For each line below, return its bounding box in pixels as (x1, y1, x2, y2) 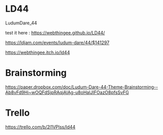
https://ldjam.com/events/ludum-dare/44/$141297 (5, 39, 110, 46)
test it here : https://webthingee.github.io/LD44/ (5, 29, 105, 36)
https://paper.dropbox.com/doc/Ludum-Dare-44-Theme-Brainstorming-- (5, 84, 158, 90)
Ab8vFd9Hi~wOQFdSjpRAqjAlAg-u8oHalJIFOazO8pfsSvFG (5, 89, 129, 95)
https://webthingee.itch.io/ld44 (5, 49, 70, 55)
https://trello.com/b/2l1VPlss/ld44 (5, 124, 76, 130)
